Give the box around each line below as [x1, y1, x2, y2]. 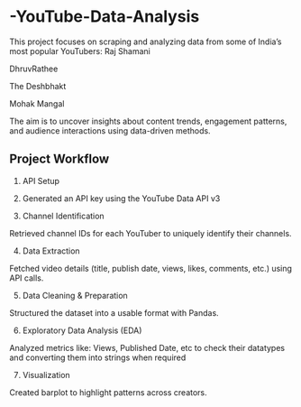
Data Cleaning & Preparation [22, 290, 128, 301]
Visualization [22, 369, 70, 380]
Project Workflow [9, 152, 110, 167]
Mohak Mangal [9, 97, 65, 109]
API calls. [9, 273, 44, 283]
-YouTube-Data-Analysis [9, 6, 200, 27]
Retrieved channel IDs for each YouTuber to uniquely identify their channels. [9, 227, 292, 238]
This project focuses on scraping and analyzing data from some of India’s [9, 36, 282, 47]
